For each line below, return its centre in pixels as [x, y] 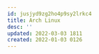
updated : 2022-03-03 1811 [45, 33]
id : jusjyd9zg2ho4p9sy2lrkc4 [49, 14]
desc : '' [20, 27]
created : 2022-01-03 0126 [45, 40]
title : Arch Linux [34, 20]
